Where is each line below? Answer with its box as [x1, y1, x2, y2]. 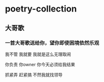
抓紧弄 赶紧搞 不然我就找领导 [5, 71, 63, 78]
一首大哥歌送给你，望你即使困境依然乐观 [5, 40, 99, 46]
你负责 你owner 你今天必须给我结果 [5, 61, 75, 67]
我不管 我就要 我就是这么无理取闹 [5, 51, 71, 57]
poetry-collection [5, 3, 77, 14]
